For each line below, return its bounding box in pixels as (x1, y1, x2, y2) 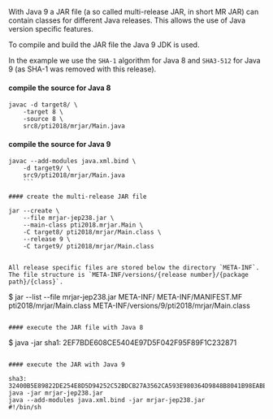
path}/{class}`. (8, 278, 63, 287)
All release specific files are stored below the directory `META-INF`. (8, 264, 260, 272)
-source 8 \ (23, 115, 63, 123)
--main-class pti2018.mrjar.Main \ (23, 221, 144, 230)
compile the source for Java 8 (8, 83, 111, 93)
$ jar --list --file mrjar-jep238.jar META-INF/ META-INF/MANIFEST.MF (8, 292, 243, 302)
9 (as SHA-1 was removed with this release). (8, 64, 157, 74)
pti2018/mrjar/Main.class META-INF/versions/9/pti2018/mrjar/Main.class (8, 300, 250, 311)
